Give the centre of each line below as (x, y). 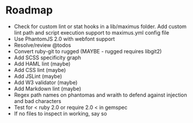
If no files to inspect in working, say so (61, 113)
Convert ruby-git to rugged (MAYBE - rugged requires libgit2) (88, 51)
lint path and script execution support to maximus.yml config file (92, 32)
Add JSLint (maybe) (38, 76)
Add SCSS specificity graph (47, 57)
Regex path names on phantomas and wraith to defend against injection (101, 95)
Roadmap (29, 10)
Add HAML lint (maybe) (42, 64)
